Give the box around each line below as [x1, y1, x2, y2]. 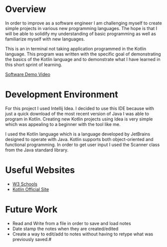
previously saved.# [12, 236, 52, 242]
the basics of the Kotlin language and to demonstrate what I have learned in [5, 56, 161, 62]
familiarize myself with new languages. [5, 36, 85, 42]
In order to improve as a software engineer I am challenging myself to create [5, 20, 162, 26]
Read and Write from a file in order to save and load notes [12, 220, 131, 226]
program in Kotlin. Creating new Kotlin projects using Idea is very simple [5, 116, 153, 122]
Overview [5, 3, 46, 15]
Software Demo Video [5, 71, 51, 77]
